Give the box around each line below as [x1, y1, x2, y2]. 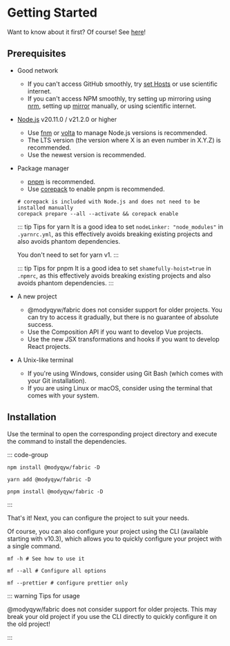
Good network [17, 66, 59, 74]
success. [27, 320, 54, 328]
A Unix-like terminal [17, 355, 74, 364]
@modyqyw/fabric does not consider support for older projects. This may [7, 604, 218, 613]
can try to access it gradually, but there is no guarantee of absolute [27, 313, 219, 321]
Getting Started [7, 5, 98, 21]
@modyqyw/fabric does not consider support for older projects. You [27, 305, 222, 314]
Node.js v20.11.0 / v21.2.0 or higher [17, 115, 117, 123]
